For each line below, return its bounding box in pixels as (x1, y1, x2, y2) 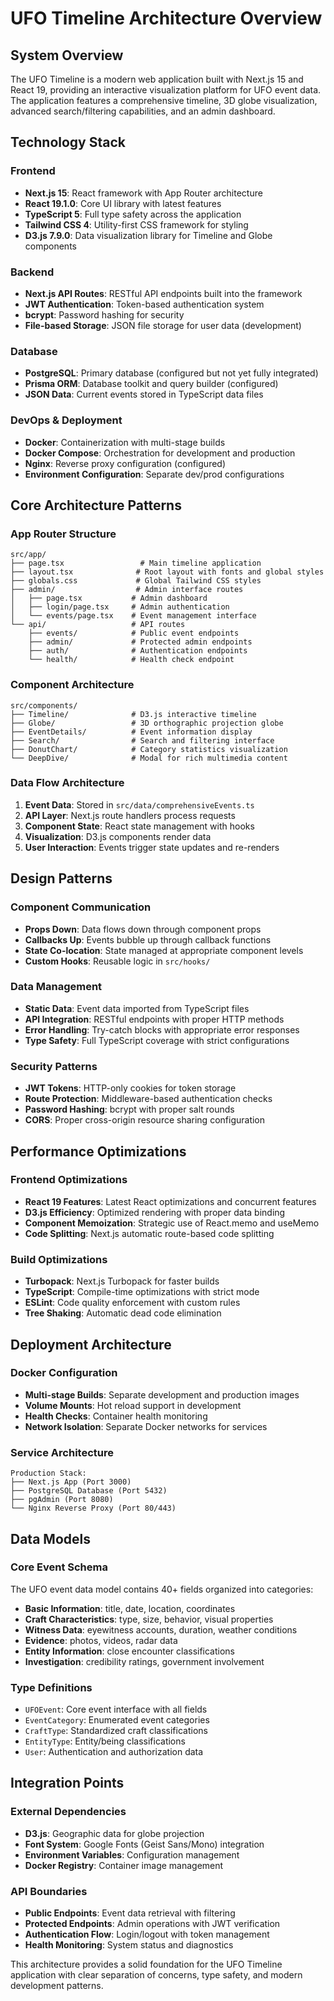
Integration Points (10, 1775, 125, 1792)
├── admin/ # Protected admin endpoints (28, 637, 253, 647)
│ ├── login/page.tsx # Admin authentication (10, 602, 230, 612)
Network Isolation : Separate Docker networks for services (24, 1420, 268, 1432)
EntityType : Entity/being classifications (24, 1735, 186, 1747)
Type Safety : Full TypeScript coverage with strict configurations (24, 1034, 290, 1046)
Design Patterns (10, 870, 113, 887)
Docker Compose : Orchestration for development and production (24, 447, 296, 459)
